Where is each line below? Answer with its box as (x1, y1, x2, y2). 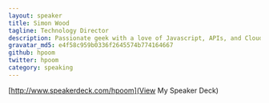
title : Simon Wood (8, 19, 70, 27)
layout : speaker (8, 11, 62, 20)
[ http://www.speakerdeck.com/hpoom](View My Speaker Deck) (8, 85, 219, 95)
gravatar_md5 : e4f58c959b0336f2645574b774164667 (8, 42, 174, 50)
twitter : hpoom (8, 57, 59, 65)
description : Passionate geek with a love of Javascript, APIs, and (8, 34, 242, 42)
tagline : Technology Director (8, 26, 110, 34)
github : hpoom (8, 49, 56, 57)
